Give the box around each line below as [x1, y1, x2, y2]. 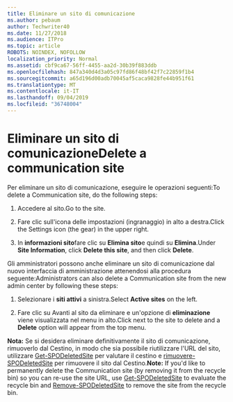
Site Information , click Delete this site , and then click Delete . [17, 246, 194, 254]
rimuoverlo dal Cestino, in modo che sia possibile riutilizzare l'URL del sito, [7, 344, 221, 352]
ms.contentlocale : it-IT [7, 88, 79, 95]
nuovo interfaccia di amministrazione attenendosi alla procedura [7, 266, 191, 275]
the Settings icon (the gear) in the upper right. [17, 225, 150, 233]
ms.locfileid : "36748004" [7, 101, 82, 108]
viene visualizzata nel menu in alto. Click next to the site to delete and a [17, 316, 220, 324]
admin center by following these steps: [7, 281, 118, 289]
